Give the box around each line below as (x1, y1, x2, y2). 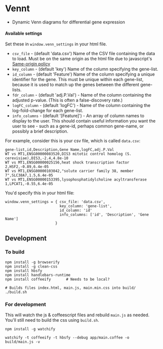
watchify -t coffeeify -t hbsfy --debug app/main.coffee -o (5, 335, 130, 340)
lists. (12, 87, 22, 93)
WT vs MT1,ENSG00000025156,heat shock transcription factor (5, 160, 130, 165)
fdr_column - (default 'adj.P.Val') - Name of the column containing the (12, 92, 152, 98)
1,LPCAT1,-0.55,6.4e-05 (5, 182, 54, 186)
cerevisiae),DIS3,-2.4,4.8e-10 (5, 156, 69, 161)
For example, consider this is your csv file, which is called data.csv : (5, 138, 141, 144)
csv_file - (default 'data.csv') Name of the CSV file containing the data (12, 51, 155, 57)
